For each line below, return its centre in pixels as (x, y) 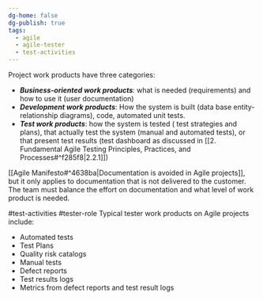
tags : (17, 30)
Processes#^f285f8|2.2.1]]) (64, 158)
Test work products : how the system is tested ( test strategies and (128, 124)
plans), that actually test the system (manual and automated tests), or (133, 132)
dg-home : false (33, 15)
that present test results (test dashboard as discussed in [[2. (118, 141)
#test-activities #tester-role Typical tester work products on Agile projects (129, 213)
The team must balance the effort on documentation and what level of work (131, 190)
